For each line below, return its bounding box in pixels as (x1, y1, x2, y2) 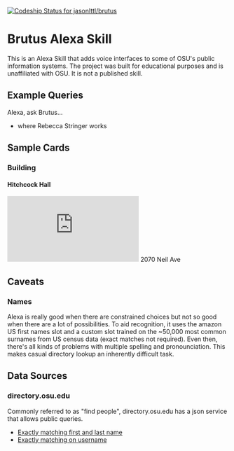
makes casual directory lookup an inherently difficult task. (7, 349, 174, 358)
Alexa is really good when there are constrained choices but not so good (7, 312, 217, 321)
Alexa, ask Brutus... (7, 108, 63, 116)
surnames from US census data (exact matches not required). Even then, (7, 335, 218, 343)
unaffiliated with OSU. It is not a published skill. (7, 69, 143, 77)
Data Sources (7, 370, 68, 382)
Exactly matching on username (17, 435, 107, 444)
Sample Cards (7, 142, 70, 154)
